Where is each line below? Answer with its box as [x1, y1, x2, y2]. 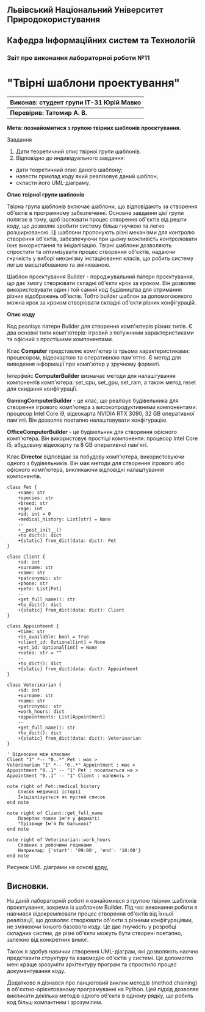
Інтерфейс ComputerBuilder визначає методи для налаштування [7, 372, 176, 379]
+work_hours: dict [18, 708, 65, 715]
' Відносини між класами [7, 751, 70, 757]
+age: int [18, 505, 43, 511]
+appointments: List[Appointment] [18, 714, 106, 720]
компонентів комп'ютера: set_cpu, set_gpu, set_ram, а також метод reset [7, 378, 196, 386]
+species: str [18, 494, 54, 501]
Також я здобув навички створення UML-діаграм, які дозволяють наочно [7, 948, 199, 955]
